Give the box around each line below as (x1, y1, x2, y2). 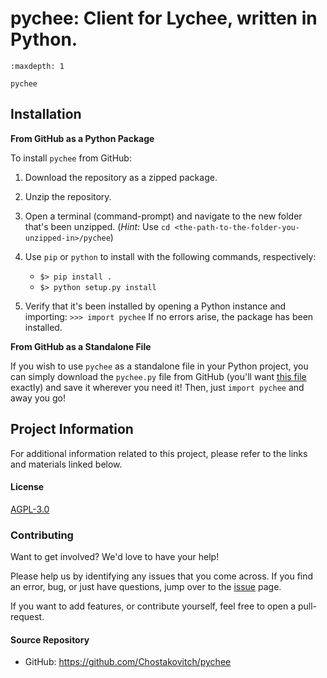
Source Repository (10, 633, 90, 646)
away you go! (10, 392, 66, 404)
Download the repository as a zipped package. (24, 171, 218, 183)
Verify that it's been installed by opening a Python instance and (24, 300, 287, 312)
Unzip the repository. (24, 190, 112, 202)
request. (10, 611, 45, 623)
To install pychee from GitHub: (10, 152, 132, 164)
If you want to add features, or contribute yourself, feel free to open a (10, 600, 297, 612)
